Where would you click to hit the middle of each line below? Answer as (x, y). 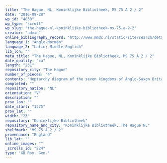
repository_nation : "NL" (31, 88)
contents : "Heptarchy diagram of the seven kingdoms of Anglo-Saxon (78, 79)
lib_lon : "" (17, 51)
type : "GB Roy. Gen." (28, 153)
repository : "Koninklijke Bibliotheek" (46, 121)
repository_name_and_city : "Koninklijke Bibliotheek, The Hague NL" (78, 125)
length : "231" (20, 65)
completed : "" (20, 83)
